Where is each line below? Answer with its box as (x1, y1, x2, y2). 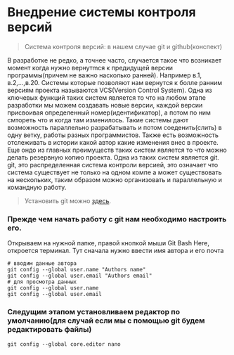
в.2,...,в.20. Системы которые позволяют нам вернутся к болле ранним (7, 78, 223, 86)
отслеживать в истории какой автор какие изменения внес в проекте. (7, 138, 219, 146)
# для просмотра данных (7, 278, 77, 285)
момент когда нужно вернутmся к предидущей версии (7, 63, 174, 72)
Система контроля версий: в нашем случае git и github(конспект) (24, 42, 223, 51)
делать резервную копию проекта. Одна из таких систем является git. (7, 153, 220, 162)
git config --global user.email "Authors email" (7, 272, 152, 280)
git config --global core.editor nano (7, 340, 121, 348)
